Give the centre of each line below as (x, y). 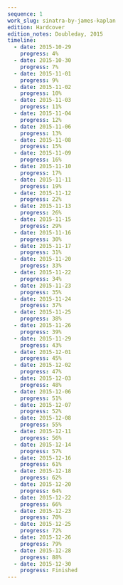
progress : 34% (41, 279)
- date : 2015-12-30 (43, 564)
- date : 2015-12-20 (43, 485)
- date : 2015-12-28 (43, 550)
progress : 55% (41, 425)
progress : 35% (41, 292)
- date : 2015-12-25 (43, 524)
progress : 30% (41, 239)
